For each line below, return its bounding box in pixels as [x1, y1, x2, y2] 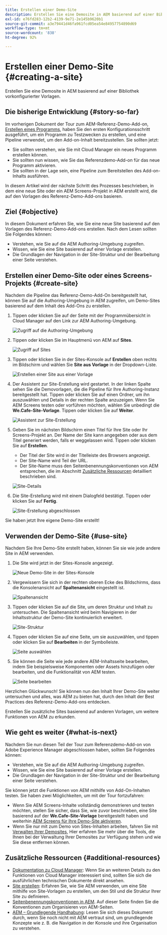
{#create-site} [33, 279, 79, 287]
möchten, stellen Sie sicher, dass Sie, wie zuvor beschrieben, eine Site [12, 807, 157, 813]
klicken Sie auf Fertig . [12, 498, 58, 504]
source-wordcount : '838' [5, 30, 57, 35]
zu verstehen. [12, 925, 41, 931]
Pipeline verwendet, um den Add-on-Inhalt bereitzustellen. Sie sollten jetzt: [5, 136, 159, 142]
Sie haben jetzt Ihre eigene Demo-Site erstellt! [5, 518, 100, 524]
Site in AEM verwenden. [5, 550, 54, 556]
